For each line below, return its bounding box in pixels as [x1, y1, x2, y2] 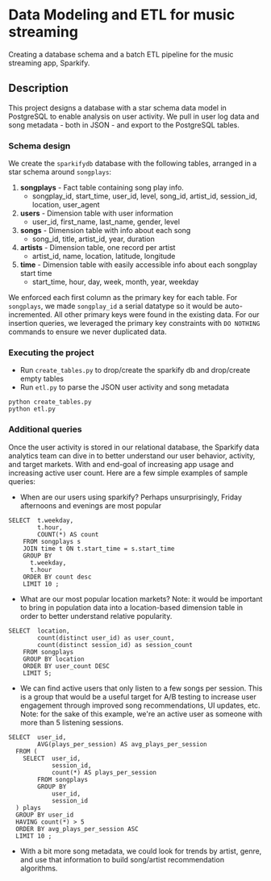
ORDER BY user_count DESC [23, 662, 110, 670]
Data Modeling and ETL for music [8, 6, 236, 24]
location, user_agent [31, 200, 100, 210]
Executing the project [8, 347, 94, 358]
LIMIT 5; [23, 669, 52, 677]
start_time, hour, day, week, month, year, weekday [31, 277, 199, 287]
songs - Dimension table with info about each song [19, 226, 191, 236]
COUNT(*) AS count [37, 530, 99, 538]
